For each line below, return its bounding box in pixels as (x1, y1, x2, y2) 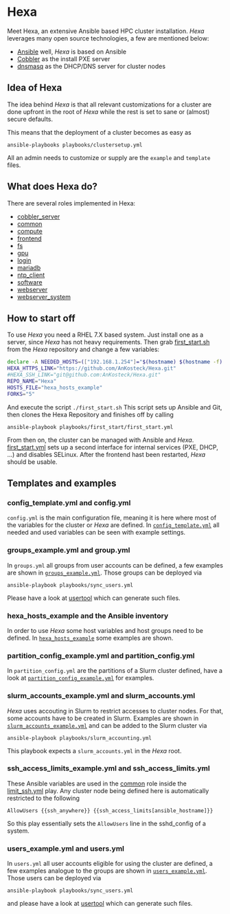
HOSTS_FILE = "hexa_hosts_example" (7, 384, 103, 391)
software (16, 278, 43, 286)
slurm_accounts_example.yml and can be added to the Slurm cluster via (7, 721, 207, 729)
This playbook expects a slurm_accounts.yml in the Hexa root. (7, 746, 182, 755)
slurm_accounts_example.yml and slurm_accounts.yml (7, 691, 196, 701)
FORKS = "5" (7, 390, 36, 397)
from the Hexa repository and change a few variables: (7, 345, 160, 354)
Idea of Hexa (7, 82, 62, 93)
